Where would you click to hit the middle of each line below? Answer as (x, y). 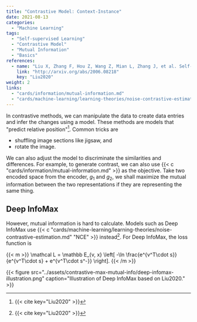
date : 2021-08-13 (27, 17)
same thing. (20, 191)
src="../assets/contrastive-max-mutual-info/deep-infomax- (102, 272)
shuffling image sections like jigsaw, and (63, 140)
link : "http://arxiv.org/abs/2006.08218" (68, 72)
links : (14, 88)
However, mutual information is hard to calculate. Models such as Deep (92, 223)
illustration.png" (26, 278)
